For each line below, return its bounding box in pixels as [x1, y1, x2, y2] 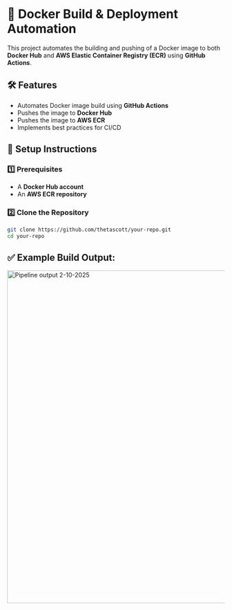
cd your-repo [7, 232, 45, 239]
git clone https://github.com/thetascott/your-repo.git [7, 226, 171, 233]
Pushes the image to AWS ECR [17, 115, 106, 124]
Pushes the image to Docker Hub [17, 109, 113, 117]
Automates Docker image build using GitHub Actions [17, 101, 169, 109]
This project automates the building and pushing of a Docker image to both [7, 44, 221, 52]
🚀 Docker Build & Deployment [7, 6, 178, 22]
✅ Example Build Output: [7, 252, 115, 264]
